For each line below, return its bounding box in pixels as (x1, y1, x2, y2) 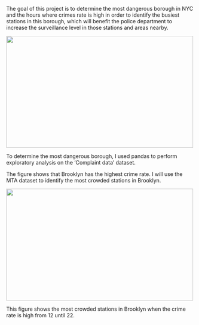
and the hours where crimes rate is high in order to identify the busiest (6, 11, 180, 18)
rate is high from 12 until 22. (6, 312, 75, 318)
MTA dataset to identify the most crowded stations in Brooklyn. (6, 177, 161, 184)
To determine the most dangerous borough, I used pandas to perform (6, 153, 177, 160)
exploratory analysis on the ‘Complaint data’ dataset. (6, 159, 136, 166)
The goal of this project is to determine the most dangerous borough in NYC (6, 5, 194, 12)
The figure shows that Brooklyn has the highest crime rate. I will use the (6, 171, 183, 178)
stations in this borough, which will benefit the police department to (6, 18, 172, 24)
